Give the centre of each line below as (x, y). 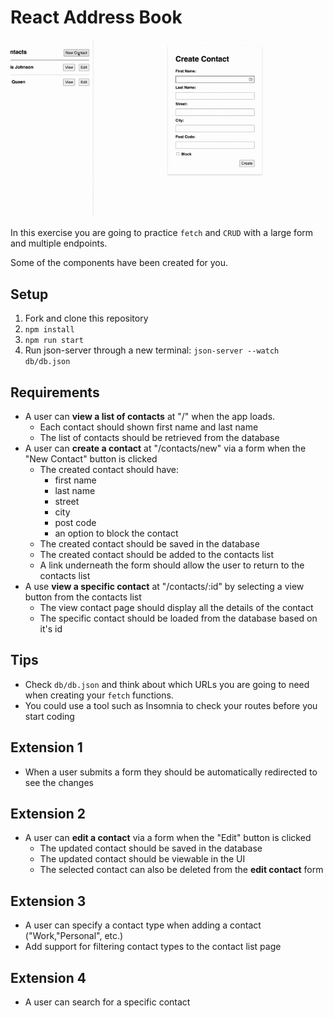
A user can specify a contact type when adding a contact (143, 925)
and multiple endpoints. (59, 243)
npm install (49, 330)
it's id (51, 628)
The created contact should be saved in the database (149, 543)
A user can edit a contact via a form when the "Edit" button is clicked (168, 838)
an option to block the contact (116, 533)
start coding (49, 716)
